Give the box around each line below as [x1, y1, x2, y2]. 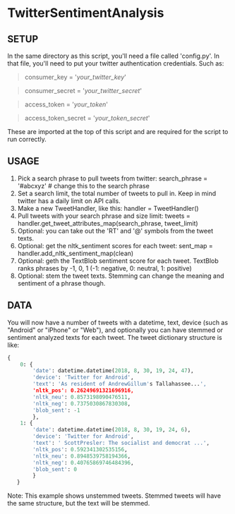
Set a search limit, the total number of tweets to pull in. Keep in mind [17, 189, 217, 197]
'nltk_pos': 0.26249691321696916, [32, 387, 134, 394]
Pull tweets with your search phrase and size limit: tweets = [17, 212, 191, 220]
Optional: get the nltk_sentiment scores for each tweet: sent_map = [17, 241, 213, 250]
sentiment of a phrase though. [17, 279, 106, 287]
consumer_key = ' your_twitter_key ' [24, 73, 127, 81]
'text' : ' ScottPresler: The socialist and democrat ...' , [32, 439, 210, 446]
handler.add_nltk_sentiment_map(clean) [17, 249, 134, 257]
